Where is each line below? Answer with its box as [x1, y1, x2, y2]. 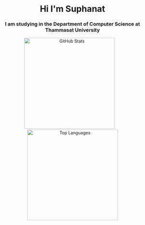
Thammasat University [45, 27, 100, 33]
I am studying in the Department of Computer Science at [5, 21, 140, 28]
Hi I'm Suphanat [40, 3, 105, 15]
